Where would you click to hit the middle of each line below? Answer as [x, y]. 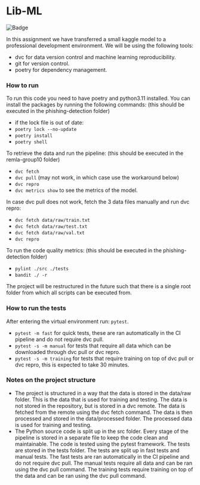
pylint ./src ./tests [41, 269]
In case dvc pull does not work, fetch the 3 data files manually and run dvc [98, 202]
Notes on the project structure [51, 380]
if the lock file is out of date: [49, 123]
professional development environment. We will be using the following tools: [100, 45]
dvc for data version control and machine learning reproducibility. [95, 57]
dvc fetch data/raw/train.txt [53, 220]
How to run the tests [36, 308]
